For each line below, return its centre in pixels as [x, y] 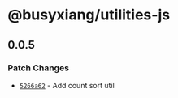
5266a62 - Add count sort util [67, 85]
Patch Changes [39, 68]
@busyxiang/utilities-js [89, 15]
